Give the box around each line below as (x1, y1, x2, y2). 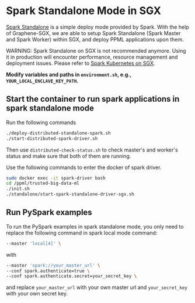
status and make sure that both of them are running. (6, 152, 131, 159)
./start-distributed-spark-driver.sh (6, 136, 98, 142)
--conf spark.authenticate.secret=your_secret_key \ (6, 273, 137, 279)
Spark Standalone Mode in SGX (6, 4, 162, 18)
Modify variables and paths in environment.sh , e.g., (6, 71, 132, 78)
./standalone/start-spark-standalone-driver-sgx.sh (6, 191, 134, 197)
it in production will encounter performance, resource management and (6, 53, 178, 60)
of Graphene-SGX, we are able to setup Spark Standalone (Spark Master (6, 29, 181, 36)
